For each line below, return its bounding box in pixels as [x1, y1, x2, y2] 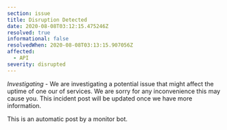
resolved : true [7, 29, 51, 36]
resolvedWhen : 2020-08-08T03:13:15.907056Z [7, 42, 134, 49]
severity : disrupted [7, 61, 67, 68]
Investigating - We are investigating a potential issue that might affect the [7, 79, 214, 88]
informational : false [7, 36, 69, 42]
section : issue [7, 10, 51, 17]
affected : [7, 49, 36, 55]
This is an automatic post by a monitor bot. [7, 114, 128, 123]
